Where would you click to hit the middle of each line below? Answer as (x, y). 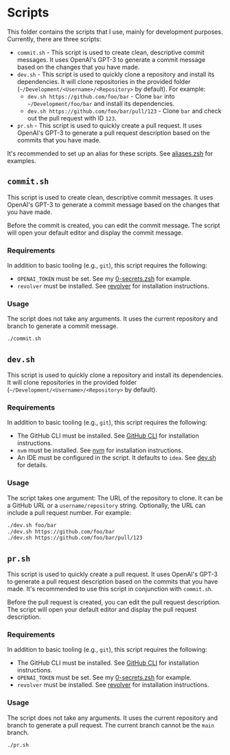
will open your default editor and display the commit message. (95, 233)
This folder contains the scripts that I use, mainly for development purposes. (115, 32)
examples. (22, 160)
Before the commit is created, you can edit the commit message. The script (114, 225)
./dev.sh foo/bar (32, 525)
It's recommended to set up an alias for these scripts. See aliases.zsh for (110, 153)
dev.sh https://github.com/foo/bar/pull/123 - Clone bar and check (124, 111)
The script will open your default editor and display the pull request (102, 610)
